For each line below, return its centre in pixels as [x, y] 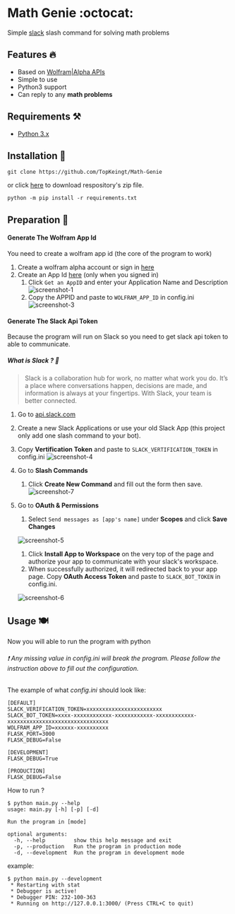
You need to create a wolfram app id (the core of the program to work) [110, 253]
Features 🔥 [32, 55]
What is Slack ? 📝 [34, 360]
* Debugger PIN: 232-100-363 [53, 898]
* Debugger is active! [44, 891]
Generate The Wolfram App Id [52, 238]
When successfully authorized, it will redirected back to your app [122, 569]
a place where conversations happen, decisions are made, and [116, 386]
